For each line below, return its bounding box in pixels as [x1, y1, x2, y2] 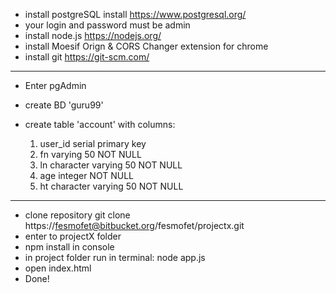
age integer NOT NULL [39, 170, 134, 181]
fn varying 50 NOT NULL [39, 149, 142, 160]
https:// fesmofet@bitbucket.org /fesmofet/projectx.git [24, 220, 245, 231]
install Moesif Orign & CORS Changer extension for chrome [24, 40, 269, 52]
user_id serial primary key [39, 138, 147, 149]
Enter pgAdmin [24, 80, 87, 91]
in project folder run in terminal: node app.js [24, 252, 206, 263]
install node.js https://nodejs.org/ [24, 30, 162, 41]
